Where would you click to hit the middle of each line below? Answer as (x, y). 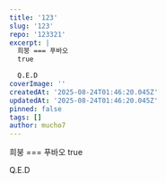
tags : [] (26, 118)
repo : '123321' (38, 34)
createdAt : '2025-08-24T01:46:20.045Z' (84, 92)
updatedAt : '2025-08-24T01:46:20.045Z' (84, 100)
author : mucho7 (38, 126)
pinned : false (36, 109)
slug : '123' (31, 26)
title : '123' (34, 17)
